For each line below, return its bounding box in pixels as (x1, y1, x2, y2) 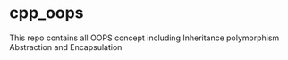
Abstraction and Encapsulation (9, 41, 123, 52)
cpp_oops (9, 3, 84, 23)
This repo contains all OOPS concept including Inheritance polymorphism (9, 32, 280, 43)
